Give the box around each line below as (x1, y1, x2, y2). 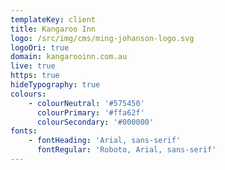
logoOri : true (10, 42, 70, 53)
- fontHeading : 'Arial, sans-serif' (28, 136, 182, 146)
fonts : (10, 126, 38, 136)
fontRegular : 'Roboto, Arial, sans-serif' (36, 145, 217, 155)
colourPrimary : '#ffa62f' (36, 107, 145, 118)
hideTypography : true (10, 80, 101, 90)
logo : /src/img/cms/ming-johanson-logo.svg (10, 33, 195, 43)
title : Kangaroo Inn (10, 24, 97, 34)
